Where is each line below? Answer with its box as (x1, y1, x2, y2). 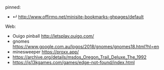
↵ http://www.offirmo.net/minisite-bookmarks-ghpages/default (12, 14, 144, 19)
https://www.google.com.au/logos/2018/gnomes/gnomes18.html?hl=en (12, 44, 159, 49)
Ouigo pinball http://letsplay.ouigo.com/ (12, 33, 94, 39)
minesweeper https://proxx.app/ (12, 49, 79, 55)
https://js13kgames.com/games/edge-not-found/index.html (12, 60, 135, 65)
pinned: (5, 4, 21, 10)
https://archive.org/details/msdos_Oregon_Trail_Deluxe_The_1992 (12, 54, 146, 60)
